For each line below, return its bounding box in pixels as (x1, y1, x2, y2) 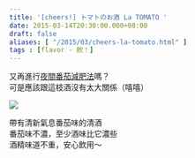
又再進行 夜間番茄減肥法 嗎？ (9, 71, 110, 82)
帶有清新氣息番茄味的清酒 (9, 117, 102, 128)
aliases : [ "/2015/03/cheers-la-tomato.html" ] (9, 37, 188, 47)
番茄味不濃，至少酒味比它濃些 (9, 129, 117, 139)
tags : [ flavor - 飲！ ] (9, 46, 94, 55)
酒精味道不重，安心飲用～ (9, 139, 102, 150)
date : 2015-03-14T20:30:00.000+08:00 (9, 21, 148, 30)
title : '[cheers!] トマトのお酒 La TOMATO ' (9, 12, 168, 22)
